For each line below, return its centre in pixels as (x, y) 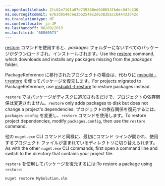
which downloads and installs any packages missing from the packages (79, 59)
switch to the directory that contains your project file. (59, 154)
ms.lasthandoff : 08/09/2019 (34, 28)
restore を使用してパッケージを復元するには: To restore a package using (79, 164)
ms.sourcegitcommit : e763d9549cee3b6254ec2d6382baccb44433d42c (72, 14)
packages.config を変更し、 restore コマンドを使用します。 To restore (76, 115)
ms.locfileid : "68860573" (32, 33)
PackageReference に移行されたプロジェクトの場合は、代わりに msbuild (79, 75)
